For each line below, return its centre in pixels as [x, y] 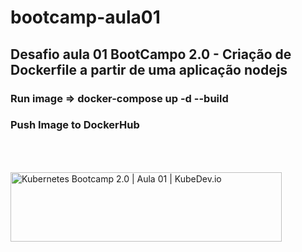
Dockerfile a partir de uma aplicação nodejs [149, 69]
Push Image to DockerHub [75, 125]
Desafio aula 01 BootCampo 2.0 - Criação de [151, 54]
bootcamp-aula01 [85, 17]
